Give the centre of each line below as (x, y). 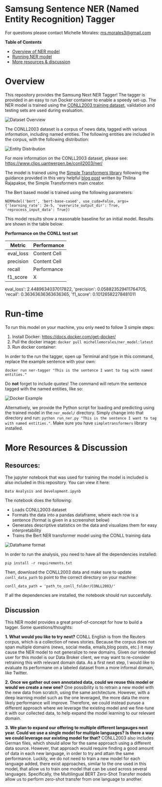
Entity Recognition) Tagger (60, 19)
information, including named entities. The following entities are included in (80, 134)
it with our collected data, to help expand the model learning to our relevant (80, 713)
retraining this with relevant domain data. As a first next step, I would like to (80, 662)
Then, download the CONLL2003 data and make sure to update (68, 572)
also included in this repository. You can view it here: (58, 482)
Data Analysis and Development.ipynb (43, 491)
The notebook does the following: (38, 500)
